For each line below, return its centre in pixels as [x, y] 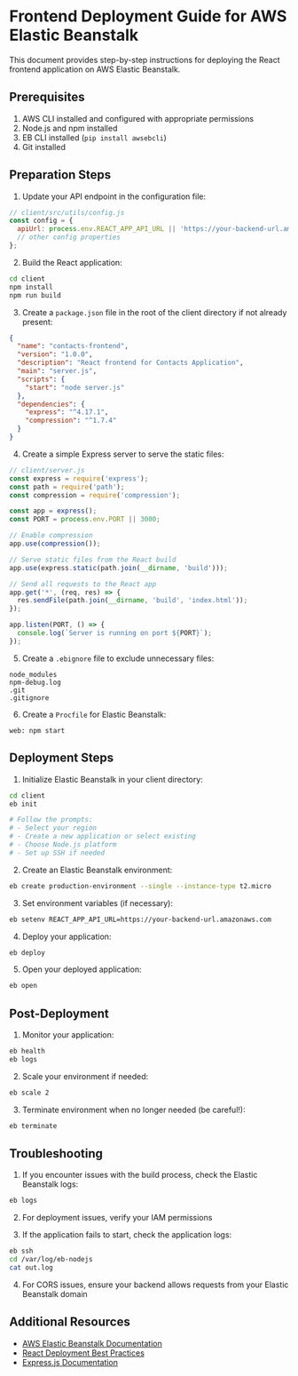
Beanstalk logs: [50, 1184]
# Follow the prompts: [51, 820]
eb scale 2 [29, 1093]
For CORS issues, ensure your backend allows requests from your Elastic [155, 1285]
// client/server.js [47, 470]
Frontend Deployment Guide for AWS [148, 16]
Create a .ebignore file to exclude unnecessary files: [118, 658]
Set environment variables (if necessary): [97, 903]
